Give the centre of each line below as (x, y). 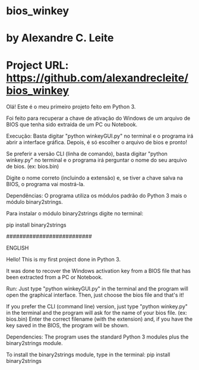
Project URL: (37, 65)
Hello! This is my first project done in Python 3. (63, 260)
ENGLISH (18, 248)
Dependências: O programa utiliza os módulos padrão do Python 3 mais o (97, 196)
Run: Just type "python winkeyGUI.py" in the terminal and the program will (97, 289)
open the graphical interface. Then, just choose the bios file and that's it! (95, 295)
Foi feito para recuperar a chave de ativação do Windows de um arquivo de (98, 118)
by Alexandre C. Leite (60, 38)
